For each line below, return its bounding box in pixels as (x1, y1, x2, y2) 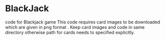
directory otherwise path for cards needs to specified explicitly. (5, 29, 135, 35)
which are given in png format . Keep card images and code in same (5, 24, 145, 30)
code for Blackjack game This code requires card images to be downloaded (5, 19, 161, 25)
